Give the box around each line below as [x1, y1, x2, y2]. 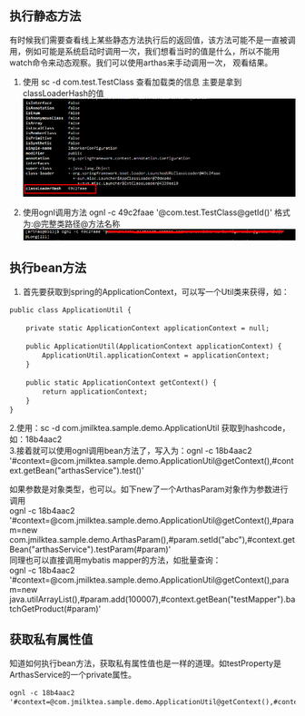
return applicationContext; [42, 387, 148, 397]
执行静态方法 [9, 8, 82, 25]
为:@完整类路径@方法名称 [22, 218, 121, 229]
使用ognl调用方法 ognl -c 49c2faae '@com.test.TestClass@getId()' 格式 [22, 207, 290, 218]
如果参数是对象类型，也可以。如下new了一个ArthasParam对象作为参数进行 [9, 484, 289, 495]
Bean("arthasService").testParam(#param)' [9, 544, 172, 554]
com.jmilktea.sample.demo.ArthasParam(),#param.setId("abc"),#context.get [9, 534, 295, 544]
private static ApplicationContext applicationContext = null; [25, 323, 271, 333]
